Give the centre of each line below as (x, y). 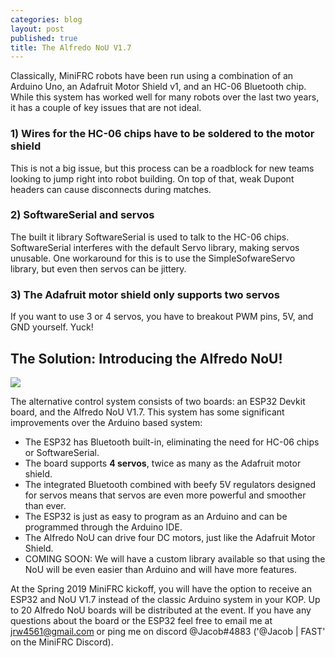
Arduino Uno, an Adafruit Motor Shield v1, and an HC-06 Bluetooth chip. (158, 87)
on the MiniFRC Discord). (62, 642)
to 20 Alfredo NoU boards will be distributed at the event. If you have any (161, 610)
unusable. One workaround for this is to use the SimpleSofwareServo (153, 258)
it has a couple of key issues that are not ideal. (106, 108)
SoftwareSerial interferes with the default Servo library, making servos (155, 247)
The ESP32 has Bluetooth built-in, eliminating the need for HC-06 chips (172, 442)
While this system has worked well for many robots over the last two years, (165, 97)
